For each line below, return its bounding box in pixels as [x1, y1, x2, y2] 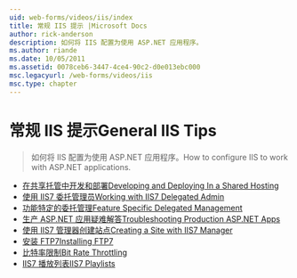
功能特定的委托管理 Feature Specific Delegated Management [21, 202, 243, 213]
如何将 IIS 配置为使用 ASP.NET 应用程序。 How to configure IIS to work [30, 151, 289, 162]
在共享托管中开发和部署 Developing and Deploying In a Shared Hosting [21, 180, 279, 191]
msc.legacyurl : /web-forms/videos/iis [9, 71, 153, 80]
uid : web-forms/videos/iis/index [9, 12, 133, 22]
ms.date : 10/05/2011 [9, 54, 86, 63]
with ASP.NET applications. [30, 161, 132, 172]
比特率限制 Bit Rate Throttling [21, 247, 127, 258]
